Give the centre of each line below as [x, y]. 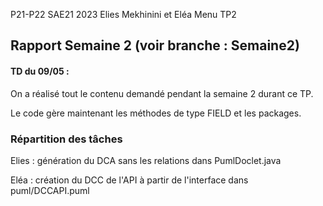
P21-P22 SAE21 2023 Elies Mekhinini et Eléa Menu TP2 [123, 14]
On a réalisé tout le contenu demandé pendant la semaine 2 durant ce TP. [162, 93]
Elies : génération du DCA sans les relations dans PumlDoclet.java [146, 160]
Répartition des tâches [66, 139]
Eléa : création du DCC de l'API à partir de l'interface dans [129, 180]
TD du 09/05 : [40, 71]
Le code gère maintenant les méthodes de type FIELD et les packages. [156, 113]
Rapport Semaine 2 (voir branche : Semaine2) [155, 45]
